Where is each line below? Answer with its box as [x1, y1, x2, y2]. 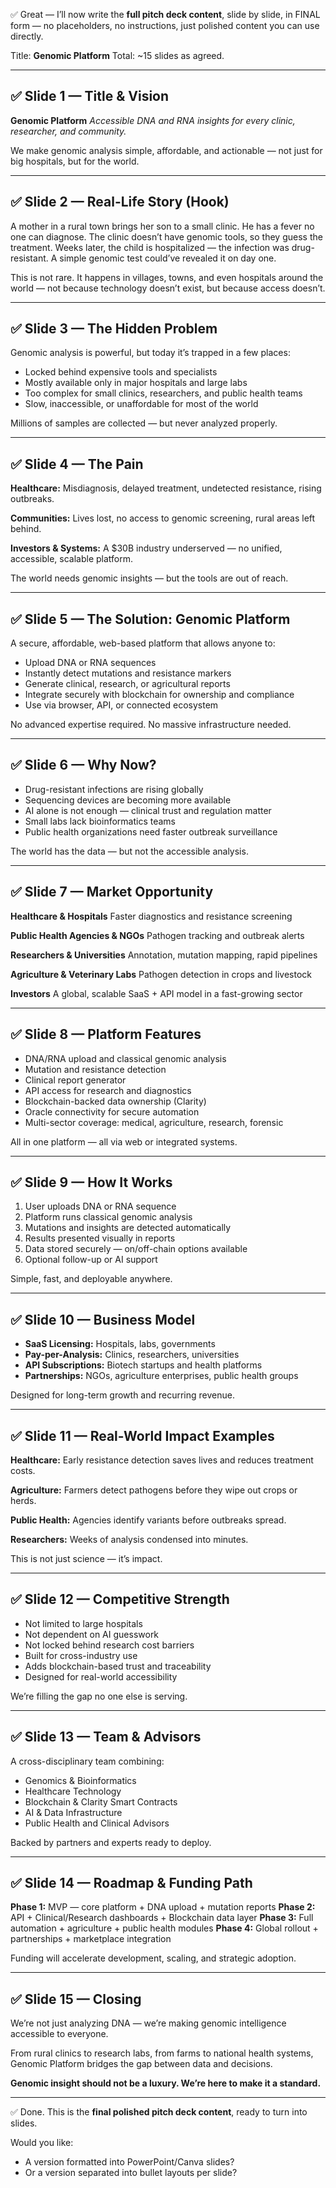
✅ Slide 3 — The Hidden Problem [10, 320, 218, 338]
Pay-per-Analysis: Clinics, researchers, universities [24, 1349, 240, 1361]
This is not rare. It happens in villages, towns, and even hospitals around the [10, 271, 324, 283]
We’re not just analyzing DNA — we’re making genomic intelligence [10, 2017, 287, 2029]
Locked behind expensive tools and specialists [24, 366, 218, 378]
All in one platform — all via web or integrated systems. [10, 1135, 238, 1148]
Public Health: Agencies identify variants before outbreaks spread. [10, 1514, 287, 1526]
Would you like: [10, 2137, 74, 2149]
